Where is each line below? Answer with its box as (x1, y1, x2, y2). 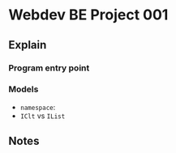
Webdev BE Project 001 (8, 6, 169, 24)
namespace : (19, 102, 56, 112)
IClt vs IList (19, 111, 66, 121)
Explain (8, 38, 47, 52)
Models (8, 83, 39, 95)
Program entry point (8, 62, 90, 74)
